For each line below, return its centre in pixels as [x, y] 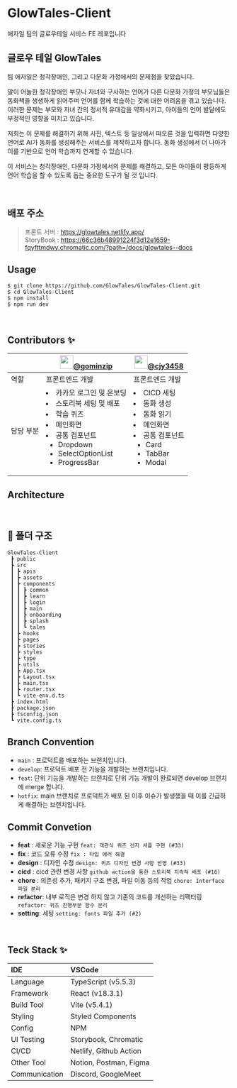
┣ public [23, 559]
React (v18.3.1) [97, 994]
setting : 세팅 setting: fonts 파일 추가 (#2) [80, 913]
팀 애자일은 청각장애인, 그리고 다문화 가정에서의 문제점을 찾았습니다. [101, 77]
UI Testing [28, 1040]
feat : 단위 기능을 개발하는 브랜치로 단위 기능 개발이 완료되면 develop [113, 778]
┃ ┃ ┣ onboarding [36, 615]
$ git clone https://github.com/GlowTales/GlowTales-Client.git [104, 286]
